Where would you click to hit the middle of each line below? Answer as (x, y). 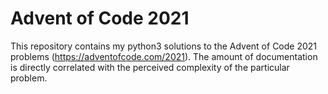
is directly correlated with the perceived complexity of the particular (150, 67)
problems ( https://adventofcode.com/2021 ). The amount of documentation (164, 56)
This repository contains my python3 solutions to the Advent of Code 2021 (164, 46)
